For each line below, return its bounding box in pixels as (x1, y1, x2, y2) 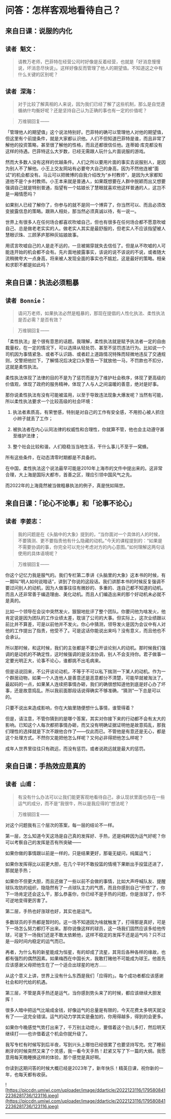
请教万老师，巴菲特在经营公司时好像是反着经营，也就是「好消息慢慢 (17, 59, 161, 65)
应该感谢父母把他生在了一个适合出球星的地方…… (5, 961, 107, 967)
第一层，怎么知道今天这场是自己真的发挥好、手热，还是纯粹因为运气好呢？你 (5, 833, 166, 839)
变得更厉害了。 (18, 897, 50, 903)
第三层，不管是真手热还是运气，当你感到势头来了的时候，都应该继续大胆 (5, 989, 157, 996)
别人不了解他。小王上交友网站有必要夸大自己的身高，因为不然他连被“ (9, 165, 155, 171)
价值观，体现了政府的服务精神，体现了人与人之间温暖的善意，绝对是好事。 (5, 381, 161, 387)
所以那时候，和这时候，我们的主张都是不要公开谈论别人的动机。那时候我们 (5, 644, 161, 651)
